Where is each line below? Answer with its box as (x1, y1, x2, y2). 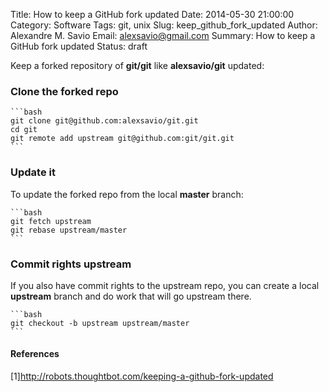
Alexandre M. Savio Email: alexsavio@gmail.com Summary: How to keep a (10, 30, 316, 41)
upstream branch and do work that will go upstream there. (10, 290, 252, 302)
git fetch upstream (10, 216, 92, 226)
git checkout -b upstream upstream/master (10, 318, 190, 328)
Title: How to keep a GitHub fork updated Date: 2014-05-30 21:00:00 (10, 9, 295, 20)
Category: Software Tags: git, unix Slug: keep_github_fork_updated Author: (10, 19, 318, 31)
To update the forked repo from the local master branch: (10, 188, 244, 200)
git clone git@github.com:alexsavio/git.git (10, 116, 199, 126)
